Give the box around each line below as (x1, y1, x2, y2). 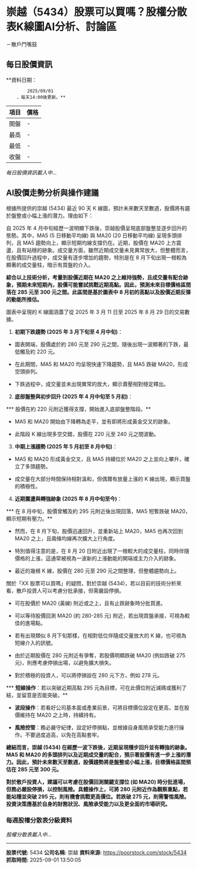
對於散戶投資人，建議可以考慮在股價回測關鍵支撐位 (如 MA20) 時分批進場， (6, 778, 189, 785)
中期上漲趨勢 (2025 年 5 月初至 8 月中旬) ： (14, 442, 118, 450)
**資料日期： (6, 76, 38, 83)
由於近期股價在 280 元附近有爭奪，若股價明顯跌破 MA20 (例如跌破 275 (14, 651, 186, 659)
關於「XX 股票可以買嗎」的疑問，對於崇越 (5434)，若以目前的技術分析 (6, 580, 177, 587)
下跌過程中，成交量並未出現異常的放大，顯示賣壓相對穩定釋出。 (14, 380, 169, 387)
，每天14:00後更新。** (16, 94, 66, 100)
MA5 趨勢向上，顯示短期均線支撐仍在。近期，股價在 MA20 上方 (22, 239, 177, 246)
